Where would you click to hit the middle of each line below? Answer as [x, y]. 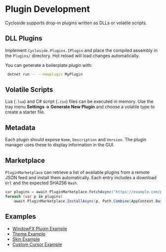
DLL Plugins [24, 38]
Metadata [20, 127]
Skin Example [26, 239]
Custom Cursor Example [37, 244]
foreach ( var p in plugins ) [34, 197]
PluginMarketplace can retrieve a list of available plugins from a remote [77, 172]
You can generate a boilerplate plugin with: [49, 65]
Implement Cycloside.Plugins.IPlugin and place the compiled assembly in [82, 50]
